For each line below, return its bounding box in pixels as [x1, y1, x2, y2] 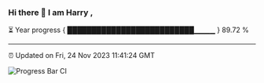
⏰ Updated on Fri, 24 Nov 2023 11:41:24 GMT [8, 51, 156, 60]
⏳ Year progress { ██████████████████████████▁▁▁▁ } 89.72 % [8, 25, 250, 34]
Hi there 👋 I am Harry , [8, 7, 93, 18]
